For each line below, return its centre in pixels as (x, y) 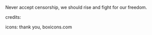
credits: (13, 17)
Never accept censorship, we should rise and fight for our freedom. (76, 7)
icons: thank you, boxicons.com (39, 27)
